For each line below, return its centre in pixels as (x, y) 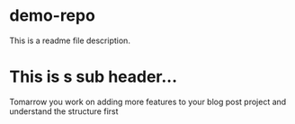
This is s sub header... (94, 77)
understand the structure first (64, 111)
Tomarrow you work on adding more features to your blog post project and (148, 102)
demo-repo (53, 16)
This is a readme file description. (70, 40)
